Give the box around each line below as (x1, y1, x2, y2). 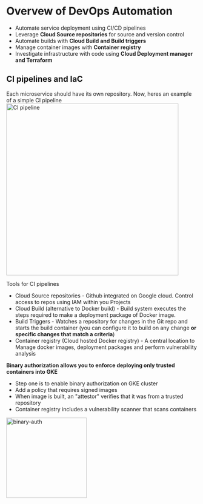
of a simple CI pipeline (6, 96, 62, 104)
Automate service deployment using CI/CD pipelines (15, 24, 146, 31)
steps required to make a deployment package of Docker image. (15, 311, 176, 319)
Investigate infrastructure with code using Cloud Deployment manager (15, 50, 193, 57)
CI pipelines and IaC (6, 74, 83, 84)
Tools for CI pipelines (6, 280, 59, 287)
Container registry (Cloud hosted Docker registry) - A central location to (15, 337, 195, 344)
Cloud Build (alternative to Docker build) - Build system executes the (15, 305, 187, 312)
